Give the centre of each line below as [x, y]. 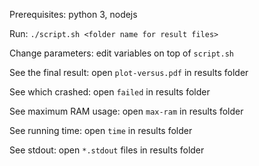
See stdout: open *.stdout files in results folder [107, 150]
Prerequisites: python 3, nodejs [73, 14]
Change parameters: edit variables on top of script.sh [122, 53]
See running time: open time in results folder [101, 130]
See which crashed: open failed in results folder [110, 92]
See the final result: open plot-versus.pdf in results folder [129, 72]
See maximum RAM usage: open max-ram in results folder [126, 111]
